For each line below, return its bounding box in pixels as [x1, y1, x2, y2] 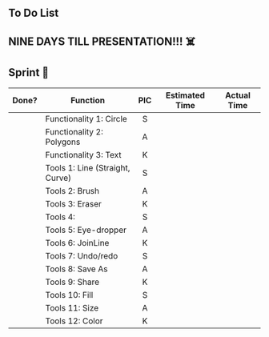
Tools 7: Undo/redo [45, 250, 118, 261]
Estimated [165, 90, 206, 101]
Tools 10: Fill [45, 289, 94, 300]
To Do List [8, 6, 59, 20]
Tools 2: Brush [45, 185, 100, 196]
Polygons [45, 136, 81, 147]
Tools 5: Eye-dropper [45, 224, 126, 235]
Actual [225, 90, 251, 101]
